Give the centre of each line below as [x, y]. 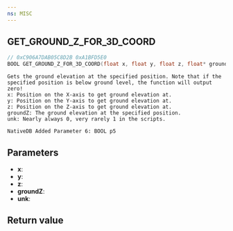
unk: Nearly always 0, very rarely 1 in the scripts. [87, 119]
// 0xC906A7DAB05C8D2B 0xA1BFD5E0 [57, 58]
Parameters [33, 152]
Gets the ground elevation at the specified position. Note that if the [114, 77]
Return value [35, 220]
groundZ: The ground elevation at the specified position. [94, 113]
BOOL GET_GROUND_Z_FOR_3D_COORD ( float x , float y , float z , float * [107, 64]
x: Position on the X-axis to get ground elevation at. [89, 95]
